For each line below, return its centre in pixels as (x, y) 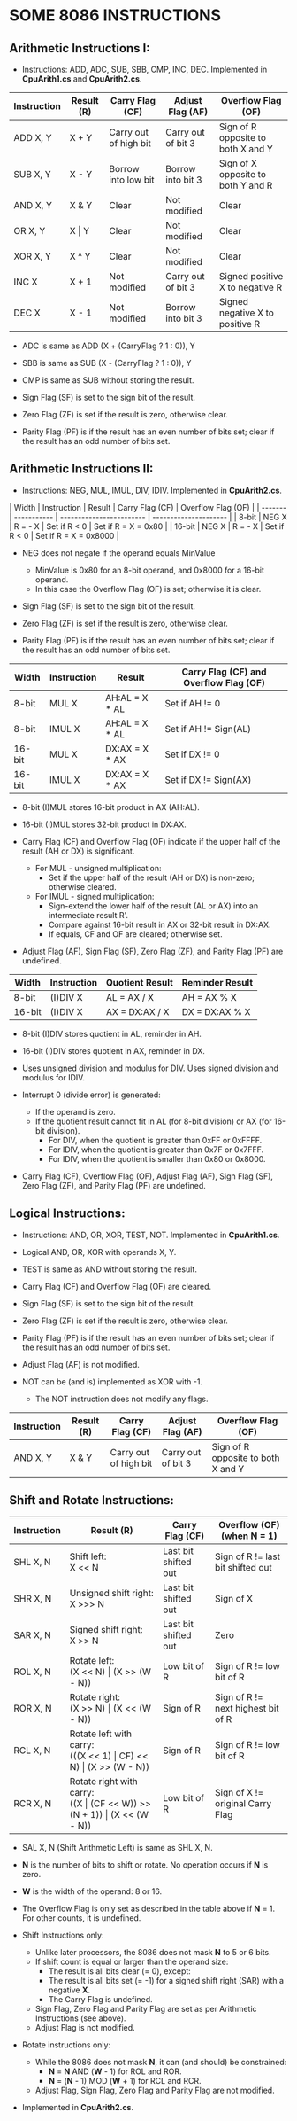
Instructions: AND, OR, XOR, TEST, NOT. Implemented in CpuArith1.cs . (151, 1235)
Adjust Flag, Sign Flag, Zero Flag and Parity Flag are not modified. (155, 2090)
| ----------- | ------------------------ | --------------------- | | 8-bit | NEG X (148, 517)
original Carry (244, 1804)
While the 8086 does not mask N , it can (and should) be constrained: (161, 2063)
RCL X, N (32, 1751)
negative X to (247, 313)
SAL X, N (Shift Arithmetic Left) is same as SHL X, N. (118, 1848)
